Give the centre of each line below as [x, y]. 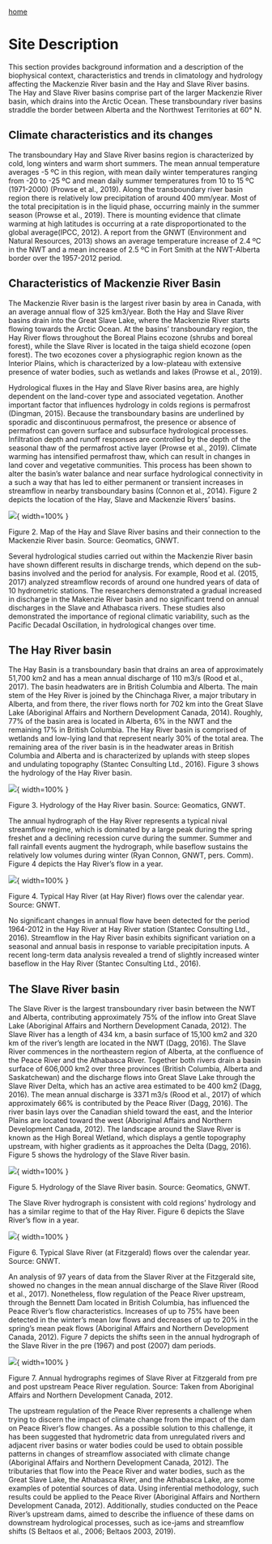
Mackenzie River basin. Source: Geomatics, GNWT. [94, 540]
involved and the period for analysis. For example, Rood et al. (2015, [145, 573]
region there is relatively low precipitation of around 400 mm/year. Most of [132, 198]
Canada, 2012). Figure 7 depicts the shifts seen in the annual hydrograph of [134, 1337]
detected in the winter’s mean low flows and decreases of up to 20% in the [134, 1320]
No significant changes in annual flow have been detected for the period [129, 921]
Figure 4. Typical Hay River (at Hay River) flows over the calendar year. [126, 896]
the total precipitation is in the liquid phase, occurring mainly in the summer [134, 206]
